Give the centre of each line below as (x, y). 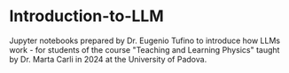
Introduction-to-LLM (86, 16)
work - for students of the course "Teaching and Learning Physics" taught (144, 49)
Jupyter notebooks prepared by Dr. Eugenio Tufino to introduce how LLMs (145, 40)
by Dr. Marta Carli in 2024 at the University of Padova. (108, 59)
